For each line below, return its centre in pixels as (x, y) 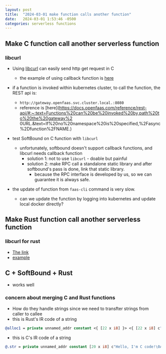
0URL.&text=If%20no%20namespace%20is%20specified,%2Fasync (90, 123)
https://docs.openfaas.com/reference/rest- (103, 107)
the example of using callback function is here (67, 78)
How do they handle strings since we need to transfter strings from (81, 308)
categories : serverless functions (41, 24)
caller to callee (27, 314)
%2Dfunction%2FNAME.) (46, 129)
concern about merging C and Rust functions (60, 298)
